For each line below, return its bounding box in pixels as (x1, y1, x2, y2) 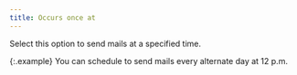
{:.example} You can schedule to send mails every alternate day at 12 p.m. (9, 55, 288, 66)
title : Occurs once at (9, 13, 96, 23)
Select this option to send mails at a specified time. (9, 38, 202, 49)
